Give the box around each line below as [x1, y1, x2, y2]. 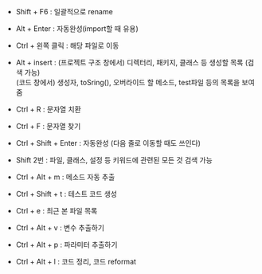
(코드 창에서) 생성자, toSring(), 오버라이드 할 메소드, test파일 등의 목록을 [15, 78, 240, 87]
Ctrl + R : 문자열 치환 [15, 104, 81, 114]
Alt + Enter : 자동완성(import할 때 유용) [15, 24, 139, 33]
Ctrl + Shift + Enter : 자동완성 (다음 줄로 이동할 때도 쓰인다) [15, 139, 201, 147]
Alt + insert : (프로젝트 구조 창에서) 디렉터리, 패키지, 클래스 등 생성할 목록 [15, 58, 244, 67]
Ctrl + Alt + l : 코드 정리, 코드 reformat [15, 257, 137, 266]
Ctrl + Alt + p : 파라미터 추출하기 [15, 240, 118, 249]
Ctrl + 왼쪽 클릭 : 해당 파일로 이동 [15, 41, 119, 50]
